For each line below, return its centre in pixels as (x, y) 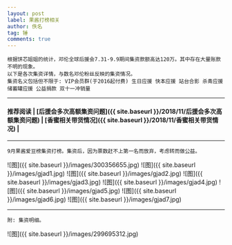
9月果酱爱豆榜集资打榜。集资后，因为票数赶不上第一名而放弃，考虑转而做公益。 (104, 151)
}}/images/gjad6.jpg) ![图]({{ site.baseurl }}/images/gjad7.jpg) (94, 199)
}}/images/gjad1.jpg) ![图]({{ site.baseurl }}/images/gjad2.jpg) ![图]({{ (105, 174)
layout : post (26, 13)
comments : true (29, 39)
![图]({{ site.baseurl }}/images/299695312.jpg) (73, 234)
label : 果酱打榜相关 (33, 20)
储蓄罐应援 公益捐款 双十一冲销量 (49, 89)
